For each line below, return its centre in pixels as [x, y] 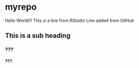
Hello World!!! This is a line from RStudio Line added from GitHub [70, 20]
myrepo [21, 7]
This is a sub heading [38, 36]
